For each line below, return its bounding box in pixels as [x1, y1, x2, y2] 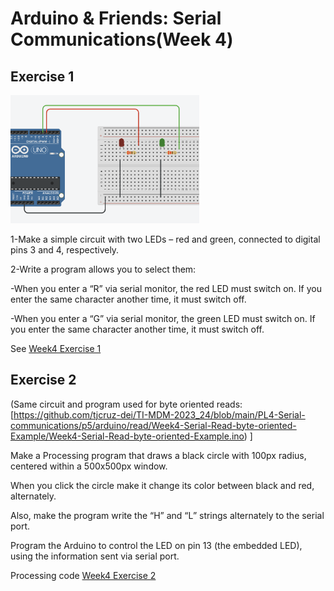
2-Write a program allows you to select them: [10, 263, 197, 275]
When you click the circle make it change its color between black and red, [10, 479, 315, 491]
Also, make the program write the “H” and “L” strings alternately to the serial [10, 509, 325, 521]
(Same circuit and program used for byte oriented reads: [10, 398, 243, 410]
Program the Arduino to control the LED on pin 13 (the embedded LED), [10, 539, 303, 551]
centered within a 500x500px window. [10, 460, 168, 472]
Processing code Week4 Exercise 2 [10, 569, 157, 581]
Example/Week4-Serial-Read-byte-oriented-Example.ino [10, 430, 245, 442]
